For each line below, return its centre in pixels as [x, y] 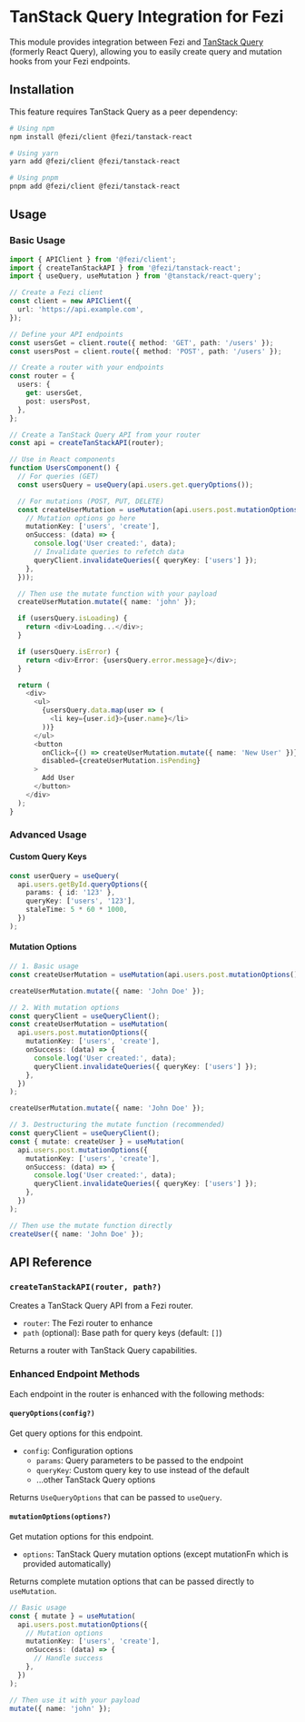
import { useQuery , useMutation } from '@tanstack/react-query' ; [135, 276]
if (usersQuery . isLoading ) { [73, 619]
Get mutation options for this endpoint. [82, 1536]
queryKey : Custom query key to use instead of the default [143, 1470]
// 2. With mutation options [64, 1007]
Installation [42, 89]
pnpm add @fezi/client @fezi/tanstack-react [95, 187]
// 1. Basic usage [44, 966]
